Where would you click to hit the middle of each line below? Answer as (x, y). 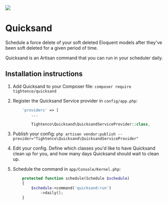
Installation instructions (44, 74)
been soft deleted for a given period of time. (52, 48)
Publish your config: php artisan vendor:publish (64, 134)
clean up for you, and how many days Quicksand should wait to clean (86, 154)
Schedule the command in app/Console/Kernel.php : (67, 169)
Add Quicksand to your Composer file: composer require (72, 86)
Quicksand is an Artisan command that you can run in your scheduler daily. (84, 58)
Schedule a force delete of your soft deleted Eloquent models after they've (84, 42)
